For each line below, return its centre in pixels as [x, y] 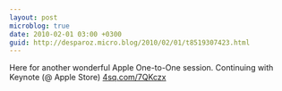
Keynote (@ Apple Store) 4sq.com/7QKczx [88, 78]
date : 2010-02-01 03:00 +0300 [66, 34]
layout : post [34, 17]
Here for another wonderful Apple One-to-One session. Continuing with [141, 68]
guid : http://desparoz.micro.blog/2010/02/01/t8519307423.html [130, 42]
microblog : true [39, 26]
